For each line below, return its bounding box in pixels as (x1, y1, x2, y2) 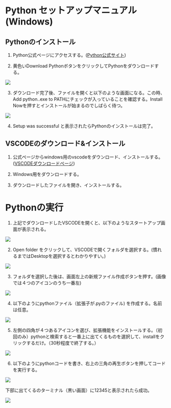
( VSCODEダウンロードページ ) (12, 160, 75, 166)
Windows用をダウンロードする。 (12, 171, 82, 177)
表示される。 (21, 226, 49, 232)
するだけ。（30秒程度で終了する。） (26, 339, 99, 346)
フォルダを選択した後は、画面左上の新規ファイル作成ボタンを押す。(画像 (12, 273, 166, 279)
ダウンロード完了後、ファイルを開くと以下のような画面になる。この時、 (12, 90, 165, 96)
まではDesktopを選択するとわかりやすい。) (17, 253, 106, 259)
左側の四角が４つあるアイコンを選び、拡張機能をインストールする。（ (12, 327, 158, 333)
